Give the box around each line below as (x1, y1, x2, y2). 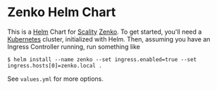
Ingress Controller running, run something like (7, 42, 141, 51)
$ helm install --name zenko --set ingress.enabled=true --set (7, 56, 197, 63)
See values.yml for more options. (7, 75, 104, 83)
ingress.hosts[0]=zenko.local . (7, 62, 102, 69)
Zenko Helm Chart (7, 4, 116, 20)
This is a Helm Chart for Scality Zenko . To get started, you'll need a (7, 27, 202, 36)
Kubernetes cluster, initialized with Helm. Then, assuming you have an (7, 34, 211, 43)
